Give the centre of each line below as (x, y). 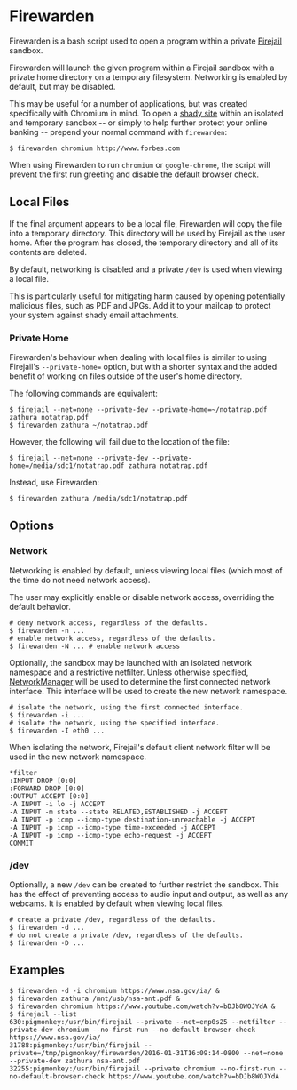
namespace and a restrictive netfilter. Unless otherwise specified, (129, 672)
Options (32, 526)
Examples (37, 970)
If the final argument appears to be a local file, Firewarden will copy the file (146, 223)
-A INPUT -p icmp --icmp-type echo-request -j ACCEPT (111, 835)
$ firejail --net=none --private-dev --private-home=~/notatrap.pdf (138, 410)
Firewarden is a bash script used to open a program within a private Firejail (145, 41)
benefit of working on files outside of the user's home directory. (126, 376)
